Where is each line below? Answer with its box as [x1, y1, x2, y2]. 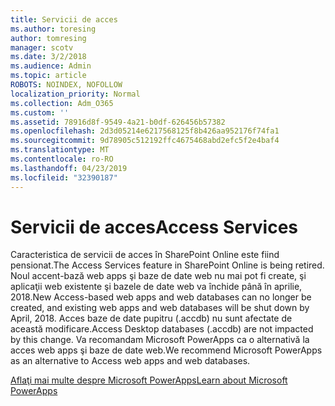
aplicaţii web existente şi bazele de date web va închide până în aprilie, [10, 281, 303, 293]
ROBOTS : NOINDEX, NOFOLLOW [10, 80, 123, 90]
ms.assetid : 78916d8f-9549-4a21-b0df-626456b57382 [10, 117, 226, 127]
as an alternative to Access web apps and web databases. [10, 355, 251, 367]
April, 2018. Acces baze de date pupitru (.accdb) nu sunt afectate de [10, 312, 293, 325]
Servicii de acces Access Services [10, 216, 298, 238]
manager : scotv [10, 42, 74, 53]
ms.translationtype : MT [10, 145, 110, 155]
